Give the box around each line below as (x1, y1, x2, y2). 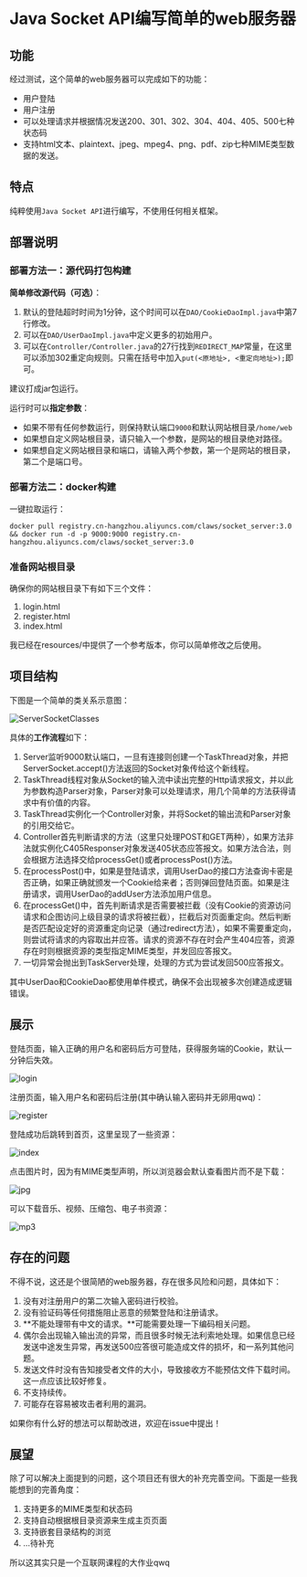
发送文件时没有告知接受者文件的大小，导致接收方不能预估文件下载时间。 (22, 1363, 295, 1375)
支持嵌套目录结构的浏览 (22, 1527, 111, 1538)
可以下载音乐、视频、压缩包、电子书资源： (9, 1202, 170, 1213)
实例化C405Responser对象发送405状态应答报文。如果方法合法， (38, 842, 283, 853)
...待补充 (22, 1538, 55, 1549)
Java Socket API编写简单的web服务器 (9, 8, 297, 29)
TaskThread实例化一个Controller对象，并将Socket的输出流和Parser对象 (22, 808, 291, 819)
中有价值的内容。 (30, 797, 96, 808)
